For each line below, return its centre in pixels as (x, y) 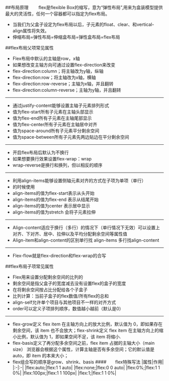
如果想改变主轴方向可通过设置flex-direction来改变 (64, 65)
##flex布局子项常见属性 (29, 266)
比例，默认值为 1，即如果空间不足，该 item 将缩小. (69, 337)
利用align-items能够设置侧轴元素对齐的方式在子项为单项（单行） (79, 180)
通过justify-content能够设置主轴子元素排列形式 (61, 105)
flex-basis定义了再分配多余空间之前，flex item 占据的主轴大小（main (83, 343)
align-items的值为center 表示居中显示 (51, 206)
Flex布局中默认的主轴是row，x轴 (46, 59)
